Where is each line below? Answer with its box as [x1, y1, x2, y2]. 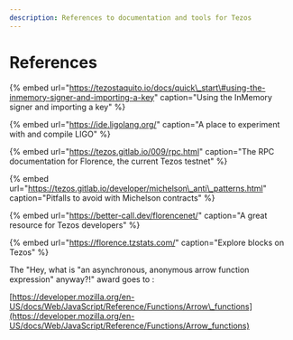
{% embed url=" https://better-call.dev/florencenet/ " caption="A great [9, 210, 268, 221]
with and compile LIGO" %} [9, 128, 111, 139]
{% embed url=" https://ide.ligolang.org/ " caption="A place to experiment [9, 118, 280, 129]
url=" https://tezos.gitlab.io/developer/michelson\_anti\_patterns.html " [9, 183, 268, 194]
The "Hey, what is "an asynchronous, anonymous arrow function [9, 264, 250, 275]
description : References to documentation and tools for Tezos [9, 13, 252, 23]
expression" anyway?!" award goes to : [9, 273, 155, 285]
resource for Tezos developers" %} [9, 219, 141, 231]
